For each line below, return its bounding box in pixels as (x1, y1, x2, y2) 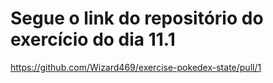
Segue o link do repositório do (10, 7, 264, 30)
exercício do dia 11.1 (10, 28, 176, 51)
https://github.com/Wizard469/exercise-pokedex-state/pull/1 (10, 61, 262, 73)
